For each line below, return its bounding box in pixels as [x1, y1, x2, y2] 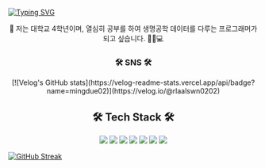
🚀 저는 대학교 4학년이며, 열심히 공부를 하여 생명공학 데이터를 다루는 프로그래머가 [9, 24, 258, 33]
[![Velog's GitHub [11, 78, 69, 87]
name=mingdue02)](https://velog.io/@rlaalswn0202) [46, 86, 221, 96]
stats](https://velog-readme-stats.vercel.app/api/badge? [70, 78, 255, 87]
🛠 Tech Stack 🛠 [92, 110, 175, 124]
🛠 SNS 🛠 [114, 56, 152, 67]
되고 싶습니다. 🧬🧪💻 [102, 34, 164, 43]
